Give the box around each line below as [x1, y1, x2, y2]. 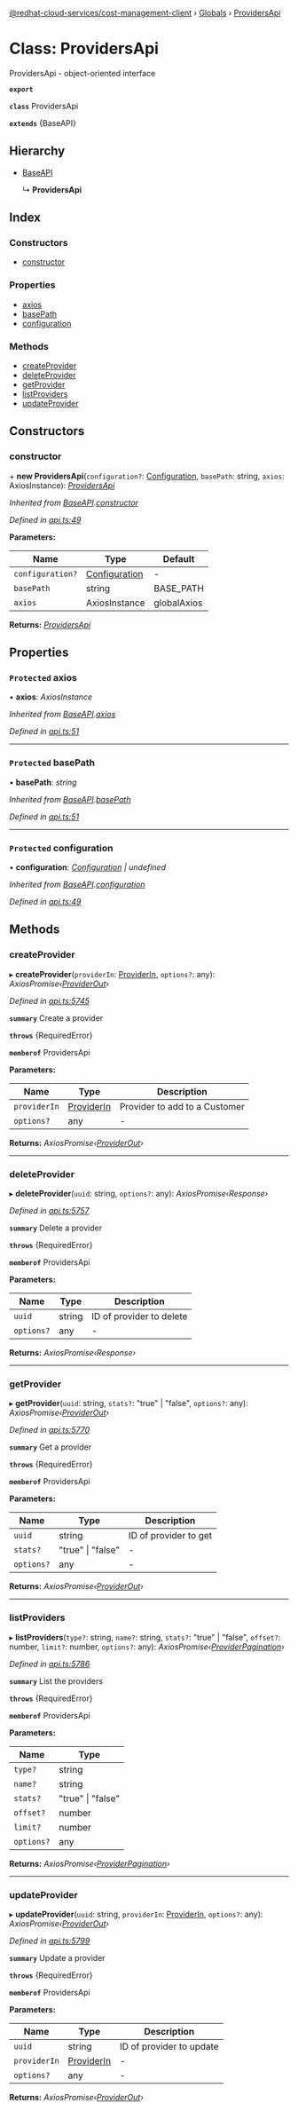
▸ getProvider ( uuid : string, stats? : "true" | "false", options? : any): [9, 1398, 248, 1409]
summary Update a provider [9, 1952, 106, 1963]
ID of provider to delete [91, 1309, 188, 1322]
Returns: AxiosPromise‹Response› [9, 1347, 136, 1357]
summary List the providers [9, 1675, 104, 1686]
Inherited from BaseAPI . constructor [9, 497, 139, 508]
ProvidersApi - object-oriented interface [9, 67, 156, 78]
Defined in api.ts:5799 [9, 1935, 90, 1946]
